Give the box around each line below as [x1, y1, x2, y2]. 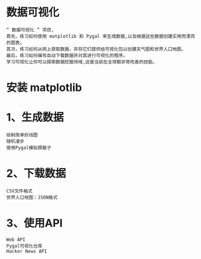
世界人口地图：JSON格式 [6, 195, 58, 201]
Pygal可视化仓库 [6, 243, 43, 249]
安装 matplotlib [6, 81, 83, 95]
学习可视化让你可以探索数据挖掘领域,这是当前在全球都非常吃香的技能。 [6, 58, 158, 65]
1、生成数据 [6, 111, 65, 124]
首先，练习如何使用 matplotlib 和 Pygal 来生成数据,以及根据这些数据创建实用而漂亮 [6, 33, 195, 39]
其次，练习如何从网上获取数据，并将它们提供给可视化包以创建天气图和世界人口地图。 [6, 46, 186, 52]
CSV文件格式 [6, 188, 33, 194]
